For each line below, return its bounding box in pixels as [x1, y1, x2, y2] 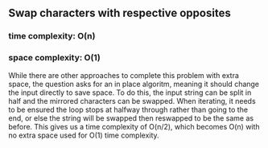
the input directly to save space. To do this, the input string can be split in [8, 88, 252, 97]
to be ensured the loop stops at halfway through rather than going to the [8, 105, 248, 114]
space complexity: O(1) [8, 52, 101, 64]
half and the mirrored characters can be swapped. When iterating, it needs [8, 96, 256, 105]
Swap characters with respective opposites [8, 6, 231, 20]
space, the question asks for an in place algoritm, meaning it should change [8, 79, 260, 88]
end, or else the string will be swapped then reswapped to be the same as [8, 113, 254, 123]
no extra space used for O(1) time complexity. [8, 130, 159, 140]
